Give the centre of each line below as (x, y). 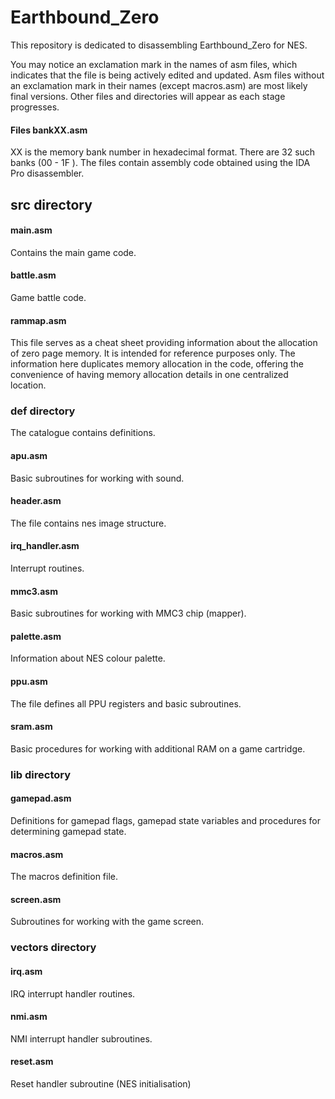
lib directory (41, 774)
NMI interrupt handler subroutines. (81, 1038)
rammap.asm (38, 320)
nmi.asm (29, 1017)
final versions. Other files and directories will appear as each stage (148, 96)
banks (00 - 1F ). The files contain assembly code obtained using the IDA (160, 163)
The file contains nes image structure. (88, 523)
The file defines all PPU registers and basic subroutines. (126, 703)
